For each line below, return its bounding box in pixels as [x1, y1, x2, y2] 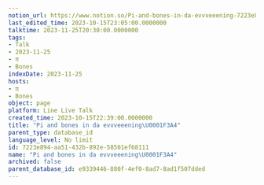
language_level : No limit [8, 135, 93, 144]
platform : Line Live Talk [8, 107, 93, 115]
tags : [8, 33, 26, 42]
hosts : [8, 77, 30, 85]
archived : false [8, 158, 61, 166]
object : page [8, 99, 51, 107]
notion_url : [8, 11, 47, 20]
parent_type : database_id [8, 128, 93, 136]
